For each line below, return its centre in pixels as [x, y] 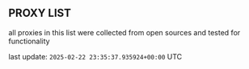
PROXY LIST [40, 13]
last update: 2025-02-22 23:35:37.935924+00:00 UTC [95, 56]
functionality [29, 41]
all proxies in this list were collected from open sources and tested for [124, 32]
